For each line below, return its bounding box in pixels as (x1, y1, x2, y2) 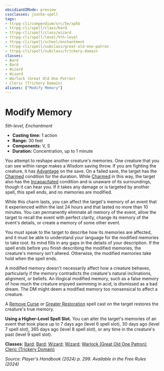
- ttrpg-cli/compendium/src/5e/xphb (5, 21, 80, 26)
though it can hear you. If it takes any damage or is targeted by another (5, 184, 150, 190)
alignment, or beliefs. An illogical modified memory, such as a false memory (5, 276, 159, 282)
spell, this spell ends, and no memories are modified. (5, 189, 112, 195)
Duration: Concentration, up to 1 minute (12, 148, 93, 154)
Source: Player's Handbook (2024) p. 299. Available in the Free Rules (5, 356, 146, 362)
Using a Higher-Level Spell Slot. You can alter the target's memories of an (5, 316, 157, 322)
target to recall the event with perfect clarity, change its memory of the (5, 214, 149, 220)
